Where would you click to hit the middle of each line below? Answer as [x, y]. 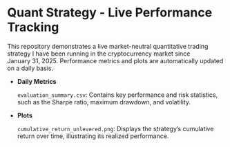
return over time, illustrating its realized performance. [93, 136]
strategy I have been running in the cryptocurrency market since [99, 54]
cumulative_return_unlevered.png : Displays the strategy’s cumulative [115, 128]
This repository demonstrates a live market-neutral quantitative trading [108, 46]
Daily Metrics [37, 81]
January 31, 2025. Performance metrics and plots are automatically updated [115, 60]
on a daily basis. [30, 68]
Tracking [33, 27]
